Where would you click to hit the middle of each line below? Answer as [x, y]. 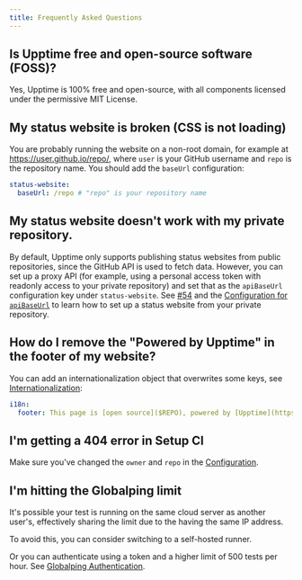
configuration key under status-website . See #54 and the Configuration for [149, 295]
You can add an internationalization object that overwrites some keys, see [146, 378]
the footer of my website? [83, 357]
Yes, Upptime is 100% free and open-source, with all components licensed [147, 90]
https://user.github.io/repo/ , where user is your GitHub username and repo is [151, 159]
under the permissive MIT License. [73, 99]
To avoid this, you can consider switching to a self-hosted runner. [130, 539]
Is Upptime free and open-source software [131, 54]
